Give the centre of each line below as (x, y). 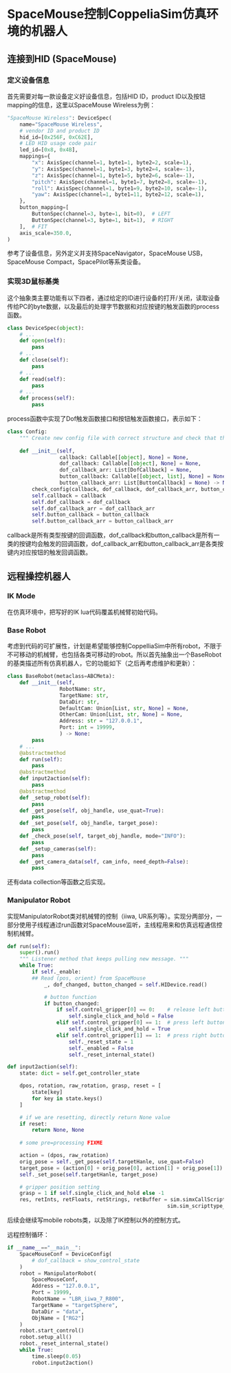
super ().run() (40, 953)
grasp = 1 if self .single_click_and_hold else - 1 (92, 1194)
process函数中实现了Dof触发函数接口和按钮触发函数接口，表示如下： (105, 419)
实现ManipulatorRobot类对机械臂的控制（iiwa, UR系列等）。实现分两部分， (112, 916)
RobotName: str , (83, 689)
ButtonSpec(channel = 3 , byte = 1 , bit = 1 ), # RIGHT (103, 220)
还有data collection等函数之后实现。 (58, 882)
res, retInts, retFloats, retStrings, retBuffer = (93, 1200)
